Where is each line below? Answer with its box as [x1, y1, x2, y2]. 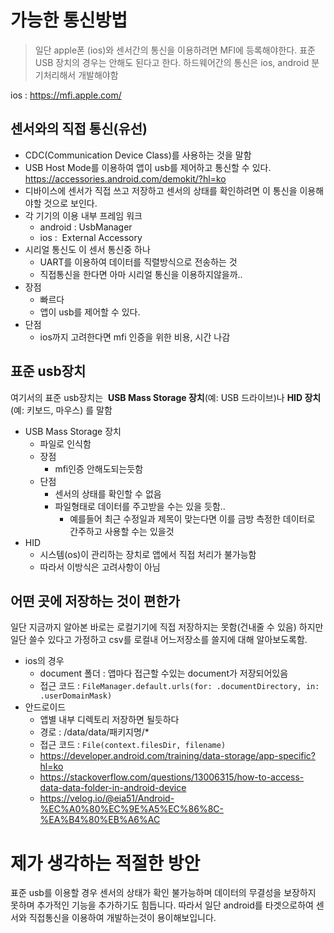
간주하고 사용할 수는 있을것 [69, 525, 175, 537]
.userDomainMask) [39, 691, 113, 701]
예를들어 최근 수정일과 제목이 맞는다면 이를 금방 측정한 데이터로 [69, 512, 316, 525]
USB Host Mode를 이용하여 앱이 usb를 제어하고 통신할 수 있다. [24, 161, 272, 173]
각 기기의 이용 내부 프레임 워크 [24, 209, 143, 221]
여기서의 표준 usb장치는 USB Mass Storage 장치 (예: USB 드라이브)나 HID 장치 [10, 391, 322, 403]
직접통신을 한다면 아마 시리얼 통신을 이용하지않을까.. [39, 268, 243, 280]
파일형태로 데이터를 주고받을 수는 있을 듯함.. [54, 500, 226, 512]
